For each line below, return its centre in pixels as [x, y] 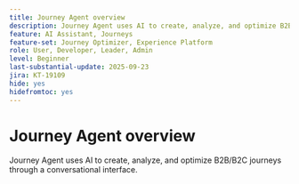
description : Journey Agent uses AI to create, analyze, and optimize [143, 26]
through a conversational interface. [73, 170]
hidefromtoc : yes [41, 92]
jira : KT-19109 [37, 76]
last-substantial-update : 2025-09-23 [79, 68]
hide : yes [28, 84]
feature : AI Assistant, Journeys [71, 34]
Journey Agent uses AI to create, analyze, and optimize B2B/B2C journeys [145, 160]
